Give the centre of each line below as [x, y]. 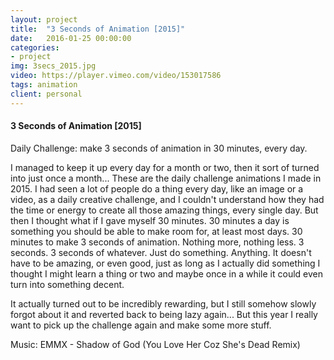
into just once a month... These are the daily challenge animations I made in [166, 178]
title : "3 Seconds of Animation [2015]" [98, 29]
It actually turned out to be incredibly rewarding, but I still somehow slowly [163, 303]
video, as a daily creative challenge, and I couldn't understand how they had [167, 199]
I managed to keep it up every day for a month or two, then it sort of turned [165, 167]
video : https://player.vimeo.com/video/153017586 [116, 76]
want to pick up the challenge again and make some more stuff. [141, 325]
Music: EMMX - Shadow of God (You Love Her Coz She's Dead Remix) [155, 344]
